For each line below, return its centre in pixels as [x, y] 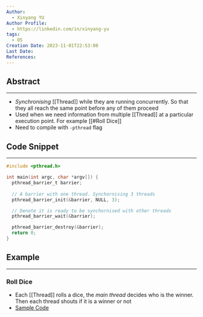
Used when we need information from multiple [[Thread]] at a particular [104, 115]
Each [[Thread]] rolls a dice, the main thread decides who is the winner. [104, 295]
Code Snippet [33, 146]
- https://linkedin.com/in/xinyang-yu [61, 29]
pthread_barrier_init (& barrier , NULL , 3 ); [66, 200]
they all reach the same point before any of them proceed [87, 108]
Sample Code [32, 307]
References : [21, 57]
